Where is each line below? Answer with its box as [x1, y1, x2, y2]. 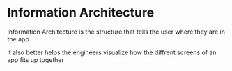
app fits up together [7, 55, 64, 63]
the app [7, 34, 29, 43]
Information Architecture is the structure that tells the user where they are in [7, 28, 225, 36]
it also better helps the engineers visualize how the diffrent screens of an [7, 48, 217, 57]
